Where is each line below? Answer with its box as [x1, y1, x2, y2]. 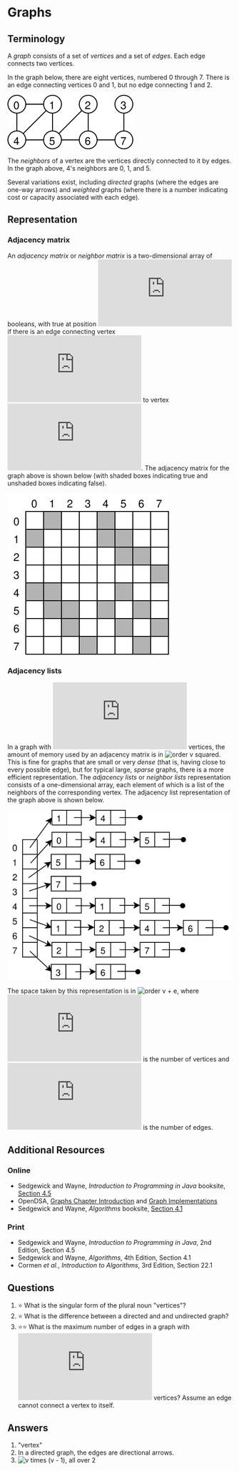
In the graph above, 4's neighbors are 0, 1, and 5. [7, 164, 152, 172]
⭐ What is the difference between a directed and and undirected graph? [17, 1312, 229, 1320]
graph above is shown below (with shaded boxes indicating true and [7, 471, 208, 480]
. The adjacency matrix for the [141, 463, 230, 472]
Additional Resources [7, 1143, 105, 1156]
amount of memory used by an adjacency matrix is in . [7, 750, 221, 759]
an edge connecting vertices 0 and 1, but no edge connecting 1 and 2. [7, 81, 213, 89]
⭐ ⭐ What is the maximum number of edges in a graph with [17, 1323, 190, 1331]
